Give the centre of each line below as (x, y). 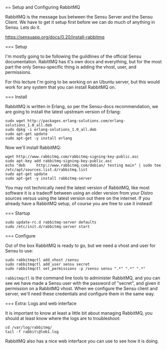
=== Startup (18, 213)
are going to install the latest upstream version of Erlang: (63, 112)
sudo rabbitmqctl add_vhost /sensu (42, 260)
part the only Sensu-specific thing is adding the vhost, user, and (71, 67)
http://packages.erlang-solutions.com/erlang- (76, 121)
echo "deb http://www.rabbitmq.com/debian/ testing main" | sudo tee (83, 165)
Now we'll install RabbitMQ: (33, 147)
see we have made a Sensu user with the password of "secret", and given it (83, 283)
